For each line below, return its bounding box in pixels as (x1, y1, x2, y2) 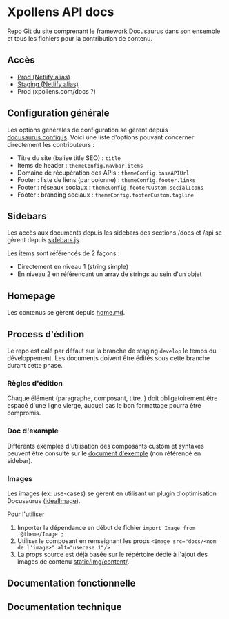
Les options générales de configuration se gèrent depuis (7, 126, 168, 134)
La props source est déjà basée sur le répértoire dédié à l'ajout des (17, 550, 208, 558)
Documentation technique (7, 601, 122, 613)
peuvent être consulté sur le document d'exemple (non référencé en (7, 449, 201, 458)
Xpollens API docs (7, 4, 114, 20)
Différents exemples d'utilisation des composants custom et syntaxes (7, 442, 205, 450)
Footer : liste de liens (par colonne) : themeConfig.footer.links (17, 175, 196, 184)
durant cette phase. (7, 362, 63, 369)
